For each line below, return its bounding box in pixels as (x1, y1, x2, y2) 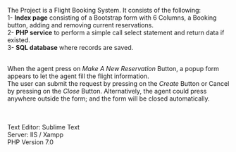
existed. (7, 36, 30, 44)
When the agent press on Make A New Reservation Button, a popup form (7, 65, 220, 72)
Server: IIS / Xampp (7, 130, 64, 139)
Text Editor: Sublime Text (7, 123, 80, 131)
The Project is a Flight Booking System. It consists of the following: (7, 6, 201, 14)
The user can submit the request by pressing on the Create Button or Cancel (7, 80, 230, 87)
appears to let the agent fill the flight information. (7, 72, 149, 80)
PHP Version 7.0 (7, 138, 54, 146)
